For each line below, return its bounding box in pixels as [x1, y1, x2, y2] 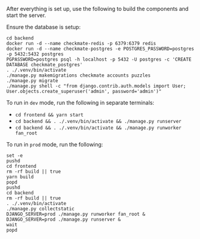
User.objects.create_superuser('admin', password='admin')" [6, 88, 162, 94]
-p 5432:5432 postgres [6, 51, 64, 57]
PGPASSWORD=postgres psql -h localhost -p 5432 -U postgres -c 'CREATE [6, 57, 191, 63]
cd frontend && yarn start [15, 112, 84, 118]
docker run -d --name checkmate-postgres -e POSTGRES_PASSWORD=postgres [6, 46, 195, 52]
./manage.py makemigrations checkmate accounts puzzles [6, 72, 151, 78]
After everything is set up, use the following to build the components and [6, 5, 189, 12]
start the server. [6, 12, 47, 19]
